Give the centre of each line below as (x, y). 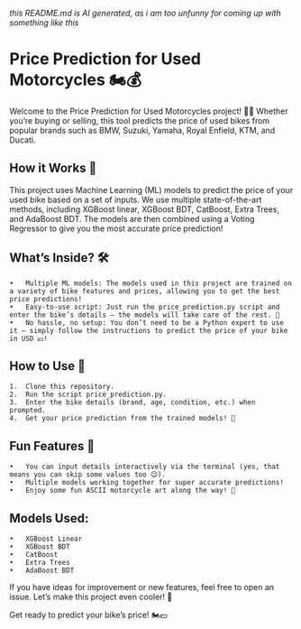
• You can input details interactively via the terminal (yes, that (145, 467)
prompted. (28, 411)
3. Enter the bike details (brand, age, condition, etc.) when (132, 402)
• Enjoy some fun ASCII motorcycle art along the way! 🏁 (123, 491)
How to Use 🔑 (47, 366)
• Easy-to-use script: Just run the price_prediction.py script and (145, 307)
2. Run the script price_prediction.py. (88, 395)
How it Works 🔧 (53, 168)
